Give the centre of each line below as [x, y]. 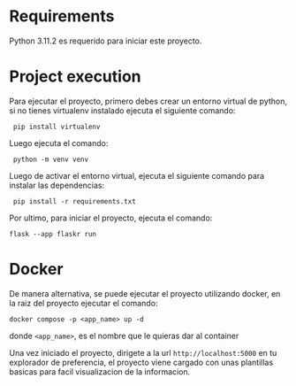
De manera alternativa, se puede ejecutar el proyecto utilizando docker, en [145, 293]
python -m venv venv [51, 159]
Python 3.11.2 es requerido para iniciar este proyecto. [106, 41]
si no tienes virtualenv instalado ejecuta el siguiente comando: [122, 110]
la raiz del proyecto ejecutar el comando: [83, 303]
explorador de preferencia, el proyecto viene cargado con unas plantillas [141, 362]
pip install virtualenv [57, 127]
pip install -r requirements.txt [75, 201]
